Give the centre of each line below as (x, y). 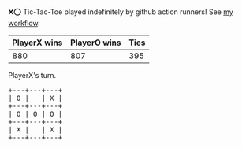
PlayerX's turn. (32, 75)
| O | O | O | (35, 114)
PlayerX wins (37, 43)
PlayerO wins (96, 43)
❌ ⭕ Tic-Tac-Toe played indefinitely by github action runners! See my (121, 12)
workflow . (24, 23)
